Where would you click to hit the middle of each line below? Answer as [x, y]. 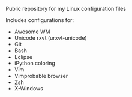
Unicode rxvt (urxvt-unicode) [51, 38]
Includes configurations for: [40, 20]
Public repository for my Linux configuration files [66, 9]
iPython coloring [34, 63]
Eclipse [23, 57]
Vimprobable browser [41, 76]
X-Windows [28, 88]
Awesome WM [32, 32]
